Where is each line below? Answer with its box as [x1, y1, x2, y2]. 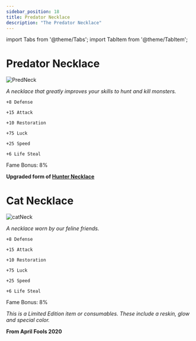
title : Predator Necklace [6, 14, 70, 20]
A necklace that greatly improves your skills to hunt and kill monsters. [6, 88, 176, 95]
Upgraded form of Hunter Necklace [6, 173, 95, 180]
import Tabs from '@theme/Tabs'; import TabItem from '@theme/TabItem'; [6, 36, 188, 43]
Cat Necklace [6, 194, 74, 208]
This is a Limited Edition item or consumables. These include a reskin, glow [6, 310, 190, 317]
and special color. [6, 317, 50, 324]
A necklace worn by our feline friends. [6, 225, 99, 232]
